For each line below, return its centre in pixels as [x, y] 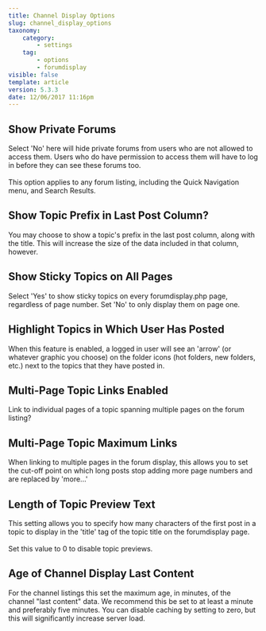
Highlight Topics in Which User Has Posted [116, 330]
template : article [39, 82]
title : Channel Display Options [62, 16]
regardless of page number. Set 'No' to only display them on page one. [124, 304]
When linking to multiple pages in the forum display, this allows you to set [128, 462]
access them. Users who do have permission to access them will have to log [133, 157]
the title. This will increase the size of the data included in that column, [123, 243]
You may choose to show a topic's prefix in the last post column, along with [132, 235]
